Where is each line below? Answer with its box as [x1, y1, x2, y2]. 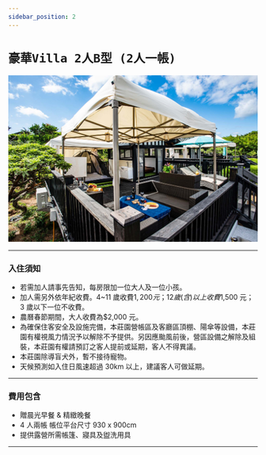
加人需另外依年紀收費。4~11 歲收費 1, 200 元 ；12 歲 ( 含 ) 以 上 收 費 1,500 [19, 292, 238, 302]
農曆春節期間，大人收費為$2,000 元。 [19, 312, 143, 322]
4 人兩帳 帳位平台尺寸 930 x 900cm [19, 420, 137, 430]
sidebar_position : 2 [8, 13, 77, 21]
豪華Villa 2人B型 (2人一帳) [8, 51, 177, 66]
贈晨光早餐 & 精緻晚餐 [19, 411, 91, 420]
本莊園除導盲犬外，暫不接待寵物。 [19, 352, 131, 361]
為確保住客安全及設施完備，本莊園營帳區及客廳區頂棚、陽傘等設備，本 [19, 322, 249, 332]
